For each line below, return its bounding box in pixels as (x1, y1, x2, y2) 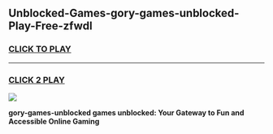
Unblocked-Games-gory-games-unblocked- (8, 6, 240, 20)
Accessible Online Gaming (8, 116, 100, 126)
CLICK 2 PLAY (8, 74, 65, 85)
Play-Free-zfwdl (8, 19, 93, 33)
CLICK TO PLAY (8, 44, 71, 55)
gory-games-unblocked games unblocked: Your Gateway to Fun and (8, 107, 245, 117)
